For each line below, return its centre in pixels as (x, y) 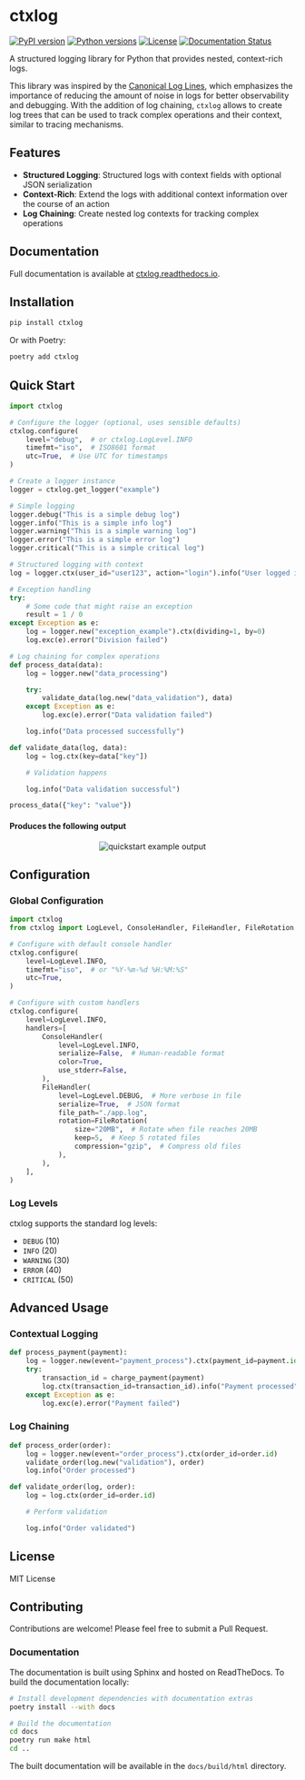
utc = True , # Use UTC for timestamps (97, 456)
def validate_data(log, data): (69, 747)
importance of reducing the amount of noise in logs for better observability (149, 95)
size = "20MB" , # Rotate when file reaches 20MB (166, 1130)
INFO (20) (39, 1251)
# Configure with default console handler (91, 944)
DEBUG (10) (41, 1241)
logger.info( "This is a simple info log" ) (91, 523)
